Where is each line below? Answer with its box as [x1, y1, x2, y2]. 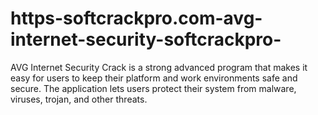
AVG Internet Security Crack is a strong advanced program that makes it [10, 61, 308, 73]
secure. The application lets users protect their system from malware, [10, 82, 297, 94]
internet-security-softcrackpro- [10, 28, 282, 51]
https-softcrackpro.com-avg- [10, 7, 263, 30]
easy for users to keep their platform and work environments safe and [10, 72, 298, 84]
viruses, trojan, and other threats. [10, 93, 148, 105]
